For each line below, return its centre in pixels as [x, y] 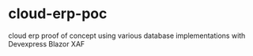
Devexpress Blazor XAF [47, 43]
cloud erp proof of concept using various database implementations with [127, 35]
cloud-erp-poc [58, 14]
